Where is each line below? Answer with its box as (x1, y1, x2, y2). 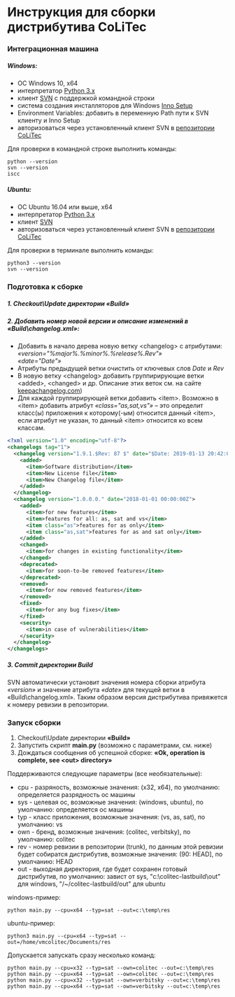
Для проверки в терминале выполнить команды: (7, 246, 154, 255)
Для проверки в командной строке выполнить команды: (7, 145, 177, 153)
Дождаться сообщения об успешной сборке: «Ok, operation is (17, 749, 206, 757)
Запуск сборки (7, 718, 62, 728)
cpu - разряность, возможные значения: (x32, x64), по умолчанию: (17, 783, 220, 791)
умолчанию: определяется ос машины (17, 805, 134, 814)
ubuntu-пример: (7, 919, 55, 928)
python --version (7, 158, 58, 165)
